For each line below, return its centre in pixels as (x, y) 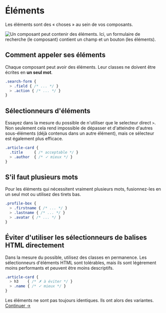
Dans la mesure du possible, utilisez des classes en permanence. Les (76, 257)
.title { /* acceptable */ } (44, 152)
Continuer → (18, 306)
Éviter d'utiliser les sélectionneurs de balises (76, 238)
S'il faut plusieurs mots (42, 177)
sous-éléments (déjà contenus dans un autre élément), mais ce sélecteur (80, 133)
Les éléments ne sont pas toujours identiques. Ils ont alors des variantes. (80, 301)
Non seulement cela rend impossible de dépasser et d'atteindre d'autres (79, 128)
